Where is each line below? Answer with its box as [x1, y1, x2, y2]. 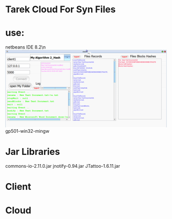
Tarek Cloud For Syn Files [5, 4, 116, 15]
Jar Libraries [5, 146, 60, 157]
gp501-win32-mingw [5, 128, 50, 134]
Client [5, 181, 32, 193]
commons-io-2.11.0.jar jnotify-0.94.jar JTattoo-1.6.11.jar [5, 163, 120, 169]
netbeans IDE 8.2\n [5, 44, 46, 50]
